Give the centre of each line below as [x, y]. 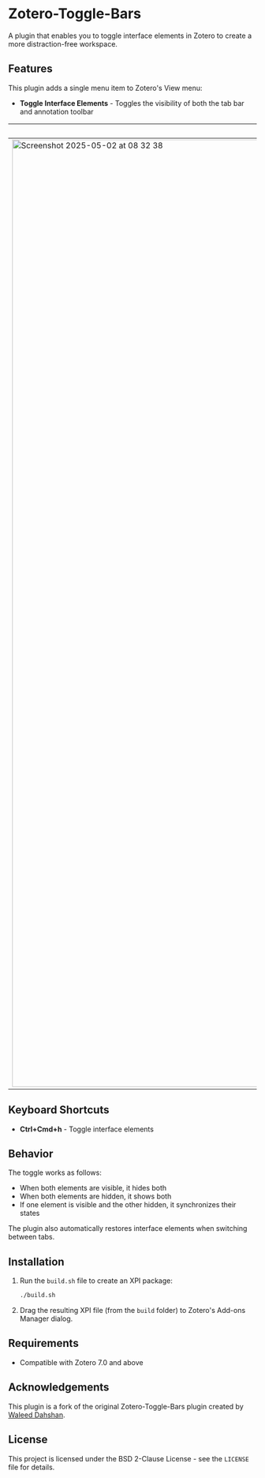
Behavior [31, 1154]
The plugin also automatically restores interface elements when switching [128, 1229]
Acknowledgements [59, 1388]
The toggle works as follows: [55, 1172]
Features [30, 69]
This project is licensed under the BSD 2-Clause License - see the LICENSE [129, 1458]
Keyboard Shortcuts [59, 1110]
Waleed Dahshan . [37, 1415]
